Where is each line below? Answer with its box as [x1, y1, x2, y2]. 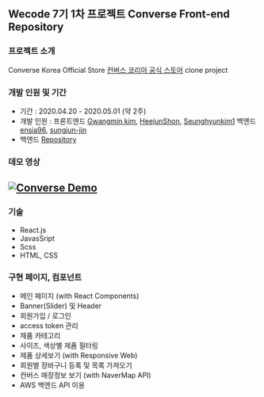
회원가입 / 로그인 [19, 311, 71, 320]
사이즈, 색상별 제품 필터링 [19, 340, 99, 350]
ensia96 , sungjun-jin [19, 125, 87, 135]
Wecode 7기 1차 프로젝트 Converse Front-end [8, 7, 230, 21]
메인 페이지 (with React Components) [19, 291, 140, 300]
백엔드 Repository [19, 134, 77, 144]
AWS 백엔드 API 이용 [19, 380, 86, 390]
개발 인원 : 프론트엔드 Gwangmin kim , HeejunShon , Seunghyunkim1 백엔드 [19, 116, 256, 125]
